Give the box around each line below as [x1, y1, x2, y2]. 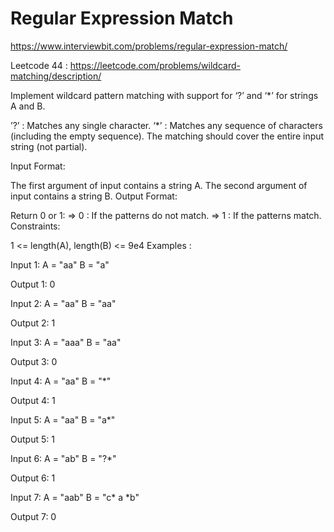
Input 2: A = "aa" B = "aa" [10, 297, 117, 309]
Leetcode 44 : [10, 59, 68, 71]
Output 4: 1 [10, 394, 56, 406]
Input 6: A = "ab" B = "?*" [10, 452, 117, 464]
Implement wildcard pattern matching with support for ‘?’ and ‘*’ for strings [10, 89, 319, 101]
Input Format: [10, 160, 66, 172]
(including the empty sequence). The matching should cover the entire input [10, 130, 325, 142]
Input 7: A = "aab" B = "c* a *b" [10, 491, 140, 503]
